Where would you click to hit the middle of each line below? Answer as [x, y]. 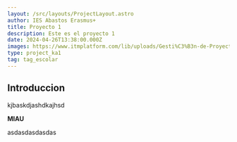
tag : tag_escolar [33, 60]
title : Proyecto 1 [34, 27]
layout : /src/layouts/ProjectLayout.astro [71, 14]
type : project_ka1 [34, 53]
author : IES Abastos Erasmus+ [52, 20]
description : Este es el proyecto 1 [61, 33]
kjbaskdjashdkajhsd [36, 105]
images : [19, 46]
